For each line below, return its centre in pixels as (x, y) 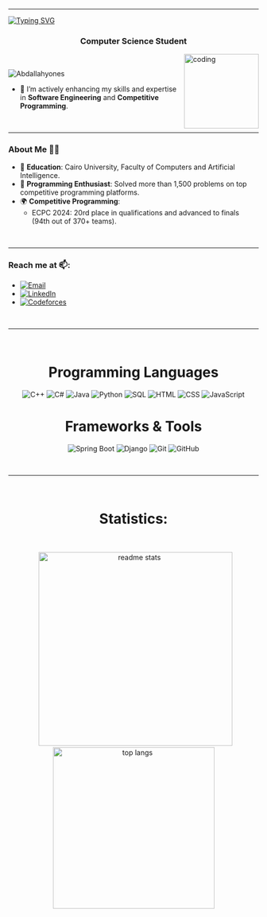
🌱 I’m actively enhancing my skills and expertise (98, 89)
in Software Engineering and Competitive (89, 98)
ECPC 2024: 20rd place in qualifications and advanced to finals (135, 212)
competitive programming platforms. (79, 192)
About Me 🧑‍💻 (34, 149)
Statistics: (133, 518)
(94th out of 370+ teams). (74, 221)
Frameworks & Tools (133, 427)
